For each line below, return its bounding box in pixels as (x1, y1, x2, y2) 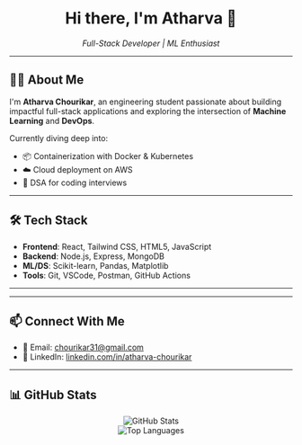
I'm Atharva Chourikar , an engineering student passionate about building (9, 96, 282, 107)
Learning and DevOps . (9, 115, 95, 126)
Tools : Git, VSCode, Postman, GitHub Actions (22, 270, 191, 280)
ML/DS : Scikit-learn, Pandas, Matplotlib (22, 260, 169, 271)
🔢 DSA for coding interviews (22, 177, 128, 188)
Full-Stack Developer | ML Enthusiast (82, 38, 220, 49)
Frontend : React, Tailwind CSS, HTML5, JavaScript (22, 241, 212, 252)
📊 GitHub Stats (9, 387, 97, 403)
